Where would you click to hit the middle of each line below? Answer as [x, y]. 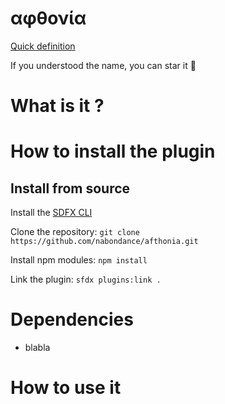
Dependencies [72, 319]
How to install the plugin [113, 151]
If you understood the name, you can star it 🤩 [103, 65]
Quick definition [43, 46]
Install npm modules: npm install [79, 260]
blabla [37, 348]
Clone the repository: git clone [75, 232]
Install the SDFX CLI [51, 213]
